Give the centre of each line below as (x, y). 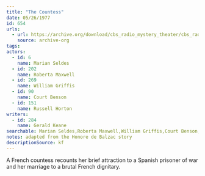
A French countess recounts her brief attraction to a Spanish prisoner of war (102, 160)
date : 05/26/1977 (28, 18)
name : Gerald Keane (42, 126)
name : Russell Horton (45, 108)
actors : (16, 52)
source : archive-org (43, 40)
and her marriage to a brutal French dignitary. (63, 166)
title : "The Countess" (35, 12)
